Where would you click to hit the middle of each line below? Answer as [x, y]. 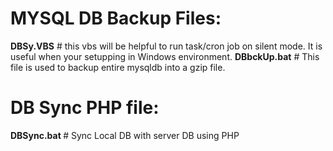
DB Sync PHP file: [85, 108]
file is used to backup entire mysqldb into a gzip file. [118, 67]
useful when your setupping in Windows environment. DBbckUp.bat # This [165, 56]
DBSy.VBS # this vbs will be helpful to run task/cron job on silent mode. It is [166, 46]
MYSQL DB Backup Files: [116, 18]
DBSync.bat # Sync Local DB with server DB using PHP [125, 135]
